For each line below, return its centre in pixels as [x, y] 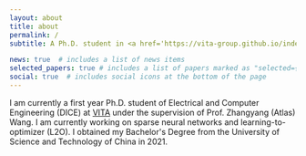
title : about [34, 26]
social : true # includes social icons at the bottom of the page [138, 77]
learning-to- [264, 122]
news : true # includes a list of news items [97, 60]
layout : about [36, 18]
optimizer [27, 131]
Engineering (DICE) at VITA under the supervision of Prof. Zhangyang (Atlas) [153, 112]
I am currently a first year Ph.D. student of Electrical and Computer [134, 102]
